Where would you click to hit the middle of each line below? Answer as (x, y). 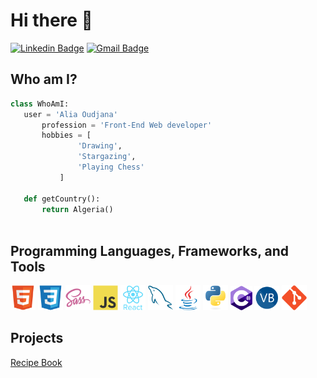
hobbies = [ (66, 135)
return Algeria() (77, 209)
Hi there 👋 (51, 20)
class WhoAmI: (40, 104)
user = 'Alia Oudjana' (70, 114)
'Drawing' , (100, 146)
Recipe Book (36, 362)
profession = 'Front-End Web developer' (127, 125)
